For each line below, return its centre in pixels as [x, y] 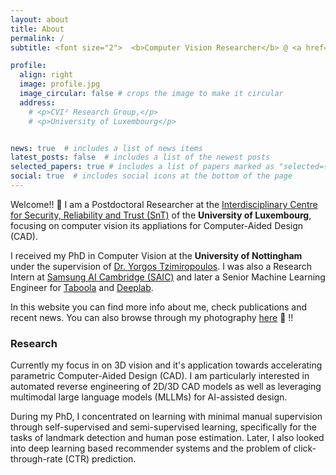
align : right [46, 75]
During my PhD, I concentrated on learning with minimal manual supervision [166, 417]
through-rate [36, 459]
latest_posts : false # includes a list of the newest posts [140, 157]
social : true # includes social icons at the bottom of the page [151, 176]
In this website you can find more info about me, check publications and [159, 307]
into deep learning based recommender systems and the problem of [151, 448]
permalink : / [37, 38]
